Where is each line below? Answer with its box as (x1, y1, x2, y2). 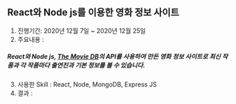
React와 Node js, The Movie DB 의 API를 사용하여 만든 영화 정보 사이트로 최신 (7, 52, 221, 61)
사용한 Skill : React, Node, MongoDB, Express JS (17, 80, 158, 89)
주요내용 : (17, 35, 44, 43)
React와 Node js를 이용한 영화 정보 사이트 (7, 6, 180, 19)
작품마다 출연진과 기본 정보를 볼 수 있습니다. (27, 61, 146, 70)
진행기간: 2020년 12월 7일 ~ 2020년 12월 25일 (17, 27, 146, 35)
